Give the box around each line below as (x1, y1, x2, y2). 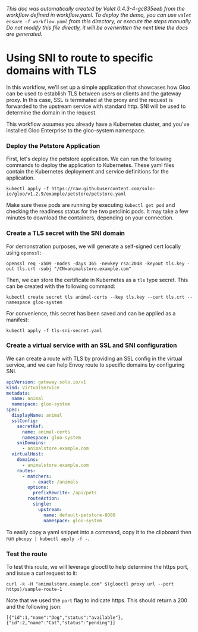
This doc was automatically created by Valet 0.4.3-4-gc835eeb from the (6, 5, 186, 12)
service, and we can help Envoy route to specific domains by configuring (6, 361, 185, 368)
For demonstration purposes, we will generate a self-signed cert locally (6, 243, 181, 250)
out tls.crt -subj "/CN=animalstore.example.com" (6, 265, 132, 272)
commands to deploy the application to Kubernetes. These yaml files (6, 162, 175, 169)
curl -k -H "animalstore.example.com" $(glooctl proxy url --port (6, 581, 174, 587)
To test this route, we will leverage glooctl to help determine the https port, (6, 563, 189, 570)
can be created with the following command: (6, 283, 116, 290)
